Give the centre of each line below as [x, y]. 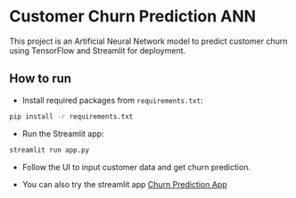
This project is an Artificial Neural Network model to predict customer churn [148, 41]
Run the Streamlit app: [63, 133]
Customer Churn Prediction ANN [133, 16]
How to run [41, 79]
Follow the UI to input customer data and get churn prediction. [136, 167]
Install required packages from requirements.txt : [112, 100]
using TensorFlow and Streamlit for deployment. [98, 50]
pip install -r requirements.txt [71, 116]
